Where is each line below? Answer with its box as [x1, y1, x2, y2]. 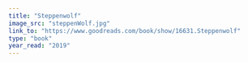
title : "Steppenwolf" [8, 11, 82, 20]
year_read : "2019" [8, 42, 71, 50]
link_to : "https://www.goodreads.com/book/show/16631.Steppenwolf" [8, 27, 242, 35]
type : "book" [8, 34, 53, 43]
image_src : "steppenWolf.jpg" [8, 19, 111, 27]
